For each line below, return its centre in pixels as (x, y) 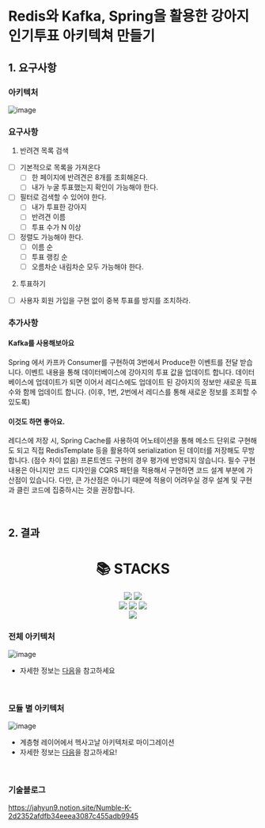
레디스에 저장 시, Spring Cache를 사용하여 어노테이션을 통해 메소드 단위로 (122, 441)
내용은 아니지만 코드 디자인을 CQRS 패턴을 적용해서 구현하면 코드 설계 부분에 (127, 470)
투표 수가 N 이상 (56, 227)
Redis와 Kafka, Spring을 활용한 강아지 (129, 16)
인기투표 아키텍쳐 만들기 (82, 36)
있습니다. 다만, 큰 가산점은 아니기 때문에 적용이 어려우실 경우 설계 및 (133, 480)
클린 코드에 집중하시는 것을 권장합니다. (76, 490)
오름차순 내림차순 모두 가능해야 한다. (87, 267)
